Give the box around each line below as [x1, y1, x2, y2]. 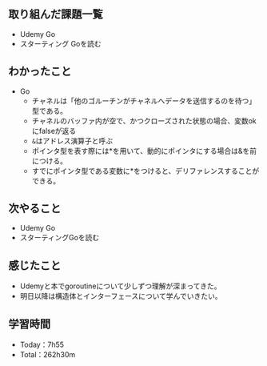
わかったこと [8, 65, 72, 78]
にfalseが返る [31, 126, 77, 135]
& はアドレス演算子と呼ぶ [31, 135, 114, 146]
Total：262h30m [19, 350, 76, 360]
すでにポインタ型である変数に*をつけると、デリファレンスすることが [31, 166, 260, 175]
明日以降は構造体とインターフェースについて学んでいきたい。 [19, 292, 222, 301]
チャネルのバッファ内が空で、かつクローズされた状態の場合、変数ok [31, 115, 257, 126]
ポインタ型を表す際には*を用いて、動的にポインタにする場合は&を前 [31, 146, 257, 155]
